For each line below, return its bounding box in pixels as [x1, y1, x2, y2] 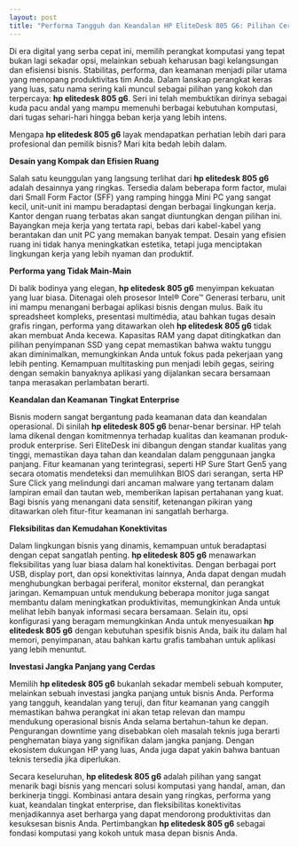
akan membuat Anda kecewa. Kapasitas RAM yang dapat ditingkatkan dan [9, 329, 281, 340]
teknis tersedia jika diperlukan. [9, 754, 122, 764]
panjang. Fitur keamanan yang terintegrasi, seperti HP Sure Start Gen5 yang [9, 458, 287, 469]
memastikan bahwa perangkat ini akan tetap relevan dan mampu [9, 707, 246, 717]
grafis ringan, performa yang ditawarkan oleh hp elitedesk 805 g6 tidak [9, 321, 272, 331]
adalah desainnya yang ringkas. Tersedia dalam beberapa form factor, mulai [9, 182, 286, 193]
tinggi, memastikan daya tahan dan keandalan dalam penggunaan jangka [9, 449, 276, 460]
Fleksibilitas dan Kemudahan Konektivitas [9, 523, 168, 534]
